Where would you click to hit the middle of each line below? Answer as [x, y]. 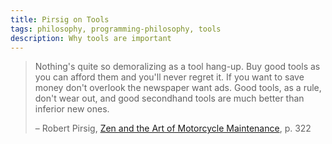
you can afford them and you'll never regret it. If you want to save [169, 77]
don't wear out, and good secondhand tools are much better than [169, 98]
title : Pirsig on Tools [60, 19]
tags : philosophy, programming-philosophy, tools [116, 29]
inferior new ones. [72, 109]
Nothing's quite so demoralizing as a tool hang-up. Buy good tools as [177, 67]
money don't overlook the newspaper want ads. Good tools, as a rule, [178, 88]
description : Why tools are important [91, 38]
